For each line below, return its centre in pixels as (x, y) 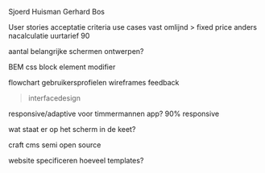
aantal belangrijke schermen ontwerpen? (76, 51)
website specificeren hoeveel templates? (76, 161)
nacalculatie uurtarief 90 (49, 36)
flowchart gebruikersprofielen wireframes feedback (94, 82)
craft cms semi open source (55, 145)
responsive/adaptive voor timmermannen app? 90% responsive (114, 113)
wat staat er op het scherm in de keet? (72, 129)
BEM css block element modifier (62, 67)
